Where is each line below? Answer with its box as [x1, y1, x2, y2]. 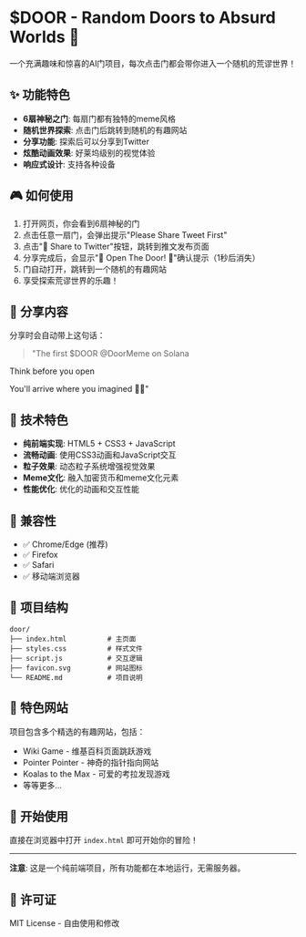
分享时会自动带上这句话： [9, 330, 106, 341]
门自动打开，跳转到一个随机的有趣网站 [22, 263, 167, 274]
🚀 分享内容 [9, 304, 68, 319]
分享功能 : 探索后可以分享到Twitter [22, 136, 150, 147]
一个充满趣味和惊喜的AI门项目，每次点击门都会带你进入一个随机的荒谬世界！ [9, 57, 297, 68]
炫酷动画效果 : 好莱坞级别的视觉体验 [22, 147, 156, 158]
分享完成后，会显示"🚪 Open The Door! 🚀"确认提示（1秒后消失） [22, 252, 261, 263]
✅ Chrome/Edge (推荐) [22, 539, 108, 550]
